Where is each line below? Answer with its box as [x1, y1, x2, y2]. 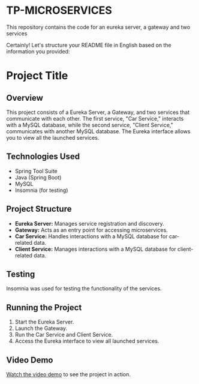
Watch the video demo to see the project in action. [6, 371, 131, 378]
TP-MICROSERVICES [6, 4, 112, 17]
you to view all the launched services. [6, 134, 99, 141]
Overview [6, 92, 44, 103]
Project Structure [6, 204, 72, 214]
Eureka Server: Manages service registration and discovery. [14, 220, 165, 227]
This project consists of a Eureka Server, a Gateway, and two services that [6, 109, 190, 116]
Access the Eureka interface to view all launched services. [14, 337, 159, 345]
